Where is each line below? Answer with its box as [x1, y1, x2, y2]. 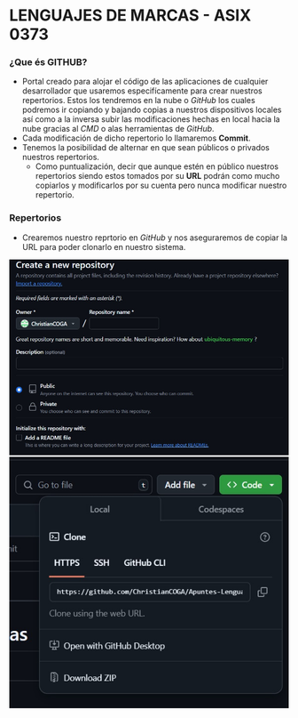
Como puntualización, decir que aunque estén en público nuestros [35, 161, 279, 172]
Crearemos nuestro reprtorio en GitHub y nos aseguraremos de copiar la [21, 232, 288, 243]
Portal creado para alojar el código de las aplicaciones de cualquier [21, 77, 269, 87]
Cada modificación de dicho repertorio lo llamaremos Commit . [21, 133, 251, 143]
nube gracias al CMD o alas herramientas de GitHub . [21, 124, 215, 134]
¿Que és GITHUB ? [9, 56, 88, 69]
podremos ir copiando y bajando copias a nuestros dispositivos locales [21, 104, 282, 116]
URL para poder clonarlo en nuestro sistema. [21, 241, 186, 252]
